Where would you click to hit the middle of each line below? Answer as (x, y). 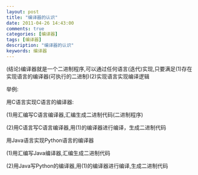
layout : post (23, 12)
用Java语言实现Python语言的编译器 (50, 140)
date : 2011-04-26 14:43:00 (40, 23)
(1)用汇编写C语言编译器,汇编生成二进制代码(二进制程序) (75, 114)
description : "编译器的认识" (40, 46)
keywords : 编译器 (27, 51)
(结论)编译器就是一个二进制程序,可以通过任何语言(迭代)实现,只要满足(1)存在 (99, 69)
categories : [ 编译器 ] (32, 34)
